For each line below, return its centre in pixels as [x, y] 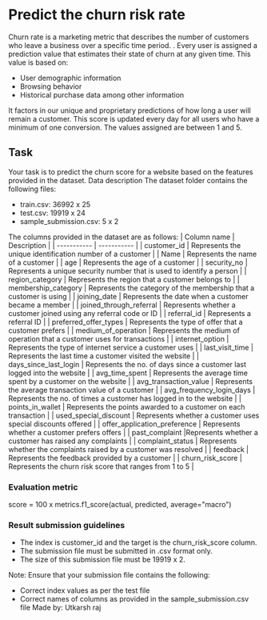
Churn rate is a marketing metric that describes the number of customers [129, 37]
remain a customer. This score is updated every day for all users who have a [134, 118]
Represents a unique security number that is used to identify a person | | [128, 270]
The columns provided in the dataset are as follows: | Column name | [122, 237]
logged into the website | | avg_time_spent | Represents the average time [128, 373]
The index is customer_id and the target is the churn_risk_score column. [138, 542]
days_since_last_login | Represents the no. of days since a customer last [127, 364]
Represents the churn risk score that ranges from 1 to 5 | [101, 466]
